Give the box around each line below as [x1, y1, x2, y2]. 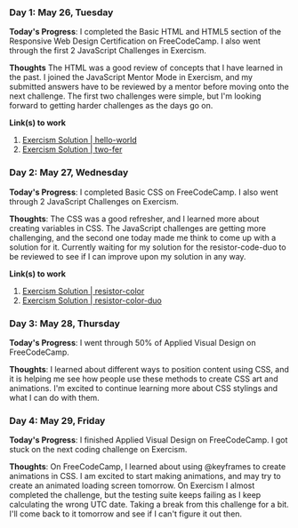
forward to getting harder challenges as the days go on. [9, 100, 213, 111]
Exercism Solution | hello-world [21, 135, 138, 146]
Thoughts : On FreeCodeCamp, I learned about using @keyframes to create [9, 461, 286, 472]
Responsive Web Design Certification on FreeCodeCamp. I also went [9, 36, 261, 46]
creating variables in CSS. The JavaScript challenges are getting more [9, 222, 267, 233]
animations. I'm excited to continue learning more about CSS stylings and [9, 382, 278, 393]
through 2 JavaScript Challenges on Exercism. [9, 196, 180, 206]
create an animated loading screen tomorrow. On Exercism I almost [9, 480, 255, 491]
